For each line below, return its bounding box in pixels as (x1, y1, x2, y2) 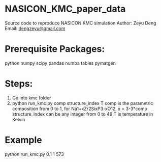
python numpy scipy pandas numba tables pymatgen (5, 60, 116, 66)
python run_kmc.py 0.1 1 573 (5, 151, 64, 157)
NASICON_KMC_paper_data (5, 3, 126, 15)
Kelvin (12, 116, 25, 122)
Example (5, 134, 42, 146)
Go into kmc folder (12, 95, 51, 101)
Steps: (5, 78, 33, 90)
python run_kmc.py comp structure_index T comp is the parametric (12, 100, 153, 106)
